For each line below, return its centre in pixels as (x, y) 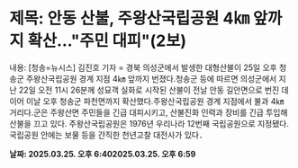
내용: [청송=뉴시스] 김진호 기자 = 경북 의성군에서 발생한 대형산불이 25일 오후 (143, 67)
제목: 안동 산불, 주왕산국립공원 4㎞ (130, 18)
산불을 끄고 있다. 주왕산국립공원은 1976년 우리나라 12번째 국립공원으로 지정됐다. (149, 123)
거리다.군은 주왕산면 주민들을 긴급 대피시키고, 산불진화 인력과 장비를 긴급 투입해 (149, 112)
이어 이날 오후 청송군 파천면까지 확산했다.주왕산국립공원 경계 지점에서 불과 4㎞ (147, 101)
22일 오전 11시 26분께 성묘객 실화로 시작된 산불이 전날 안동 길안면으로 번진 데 (154, 90)
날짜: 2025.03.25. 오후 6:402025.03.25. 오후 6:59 (103, 154)
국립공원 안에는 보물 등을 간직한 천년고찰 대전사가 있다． (108, 135)
